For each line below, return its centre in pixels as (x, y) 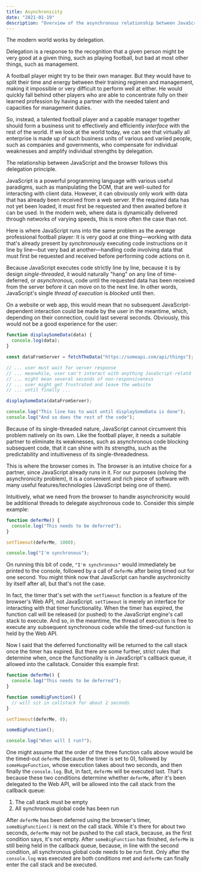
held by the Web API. (32, 634)
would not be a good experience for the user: (62, 324)
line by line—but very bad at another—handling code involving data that (95, 250)
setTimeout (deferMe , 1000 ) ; (41, 542)
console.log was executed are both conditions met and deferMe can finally (98, 859)
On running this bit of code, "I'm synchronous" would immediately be (91, 565)
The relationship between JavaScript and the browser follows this (87, 163)
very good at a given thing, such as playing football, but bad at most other (97, 58)
